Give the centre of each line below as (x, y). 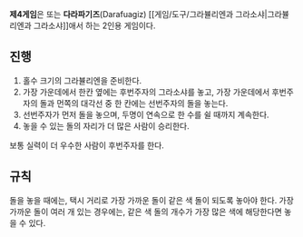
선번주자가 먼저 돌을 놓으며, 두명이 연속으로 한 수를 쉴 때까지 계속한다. (146, 114)
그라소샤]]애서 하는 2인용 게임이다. (94, 25)
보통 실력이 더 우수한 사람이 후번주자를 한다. (87, 145)
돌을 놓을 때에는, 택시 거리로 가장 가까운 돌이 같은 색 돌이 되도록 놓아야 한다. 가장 (152, 200)
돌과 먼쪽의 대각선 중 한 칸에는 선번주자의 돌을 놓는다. (134, 103)
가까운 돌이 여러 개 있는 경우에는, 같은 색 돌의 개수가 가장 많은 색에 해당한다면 (146, 212)
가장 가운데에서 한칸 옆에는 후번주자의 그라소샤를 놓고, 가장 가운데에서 (146, 92)
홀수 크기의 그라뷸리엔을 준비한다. (82, 80)
